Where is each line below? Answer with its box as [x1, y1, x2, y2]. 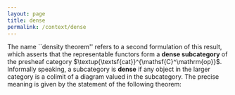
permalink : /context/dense [7, 23, 87, 30]
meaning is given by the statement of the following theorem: [7, 80, 182, 89]
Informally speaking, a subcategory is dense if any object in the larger [7, 65, 211, 74]
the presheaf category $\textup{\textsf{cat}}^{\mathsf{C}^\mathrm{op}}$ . [7, 58, 222, 66]
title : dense [7, 17, 46, 24]
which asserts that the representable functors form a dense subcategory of [7, 50, 228, 58]
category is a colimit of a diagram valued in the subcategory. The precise [7, 72, 220, 81]
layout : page [7, 10, 46, 18]
